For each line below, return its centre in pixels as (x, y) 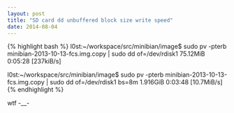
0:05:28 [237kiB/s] (34, 61)
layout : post (26, 14)
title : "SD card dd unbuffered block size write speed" (90, 20)
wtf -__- (19, 103)
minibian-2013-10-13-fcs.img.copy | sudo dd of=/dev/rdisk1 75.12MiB (106, 54)
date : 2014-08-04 (32, 27)
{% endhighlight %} (36, 90)
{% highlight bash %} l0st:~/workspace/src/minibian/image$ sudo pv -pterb (117, 47)
